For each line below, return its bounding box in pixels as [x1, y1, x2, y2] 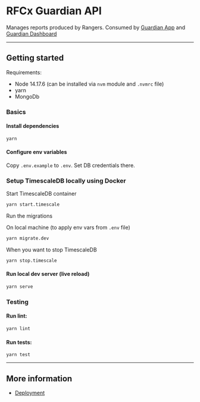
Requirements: [6, 68, 42, 76]
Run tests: [6, 338, 32, 346]
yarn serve [6, 284, 33, 290]
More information [6, 373, 73, 384]
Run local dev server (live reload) [6, 271, 90, 278]
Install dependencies [6, 123, 60, 130]
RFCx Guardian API [6, 4, 102, 18]
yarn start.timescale [6, 202, 60, 208]
